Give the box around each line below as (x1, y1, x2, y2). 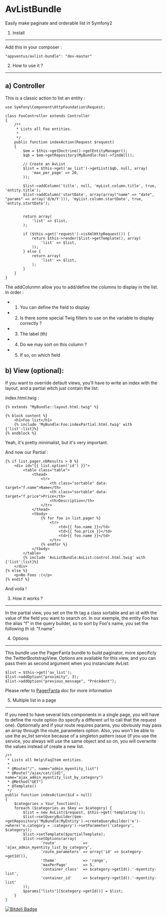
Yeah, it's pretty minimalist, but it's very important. (5, 439, 108, 445)
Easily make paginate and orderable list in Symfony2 (5, 20, 113, 26)
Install (12, 29, 25, 35)
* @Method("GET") (7, 779, 43, 784)
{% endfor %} (40, 542, 68, 547)
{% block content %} (5, 413, 48, 418)
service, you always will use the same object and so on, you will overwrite (5, 738, 157, 744)
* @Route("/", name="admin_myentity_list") (7, 766, 99, 771)
